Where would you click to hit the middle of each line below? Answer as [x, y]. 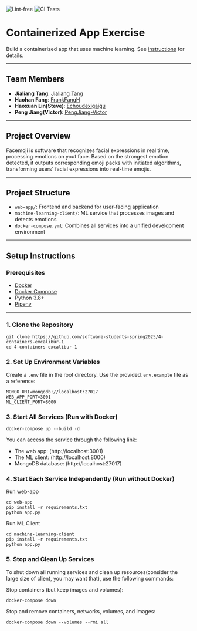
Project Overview [38, 136]
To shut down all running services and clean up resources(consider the [92, 572]
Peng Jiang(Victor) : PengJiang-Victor [61, 112]
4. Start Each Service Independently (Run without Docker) [90, 478]
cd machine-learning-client [40, 534]
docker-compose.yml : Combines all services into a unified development [99, 225]
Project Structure [38, 193]
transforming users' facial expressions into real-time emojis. [79, 169]
